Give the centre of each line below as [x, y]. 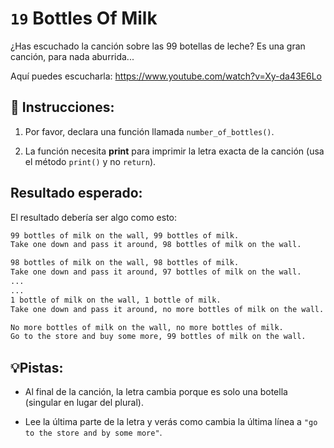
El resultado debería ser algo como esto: [94, 217]
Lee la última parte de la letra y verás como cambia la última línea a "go [171, 422]
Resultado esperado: [76, 193]
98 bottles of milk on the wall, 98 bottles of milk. [125, 263]
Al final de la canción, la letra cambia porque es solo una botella [156, 392]
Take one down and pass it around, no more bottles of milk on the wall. [167, 309]
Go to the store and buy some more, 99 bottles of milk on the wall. [158, 337]
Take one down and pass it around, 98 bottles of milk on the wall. [156, 245]
